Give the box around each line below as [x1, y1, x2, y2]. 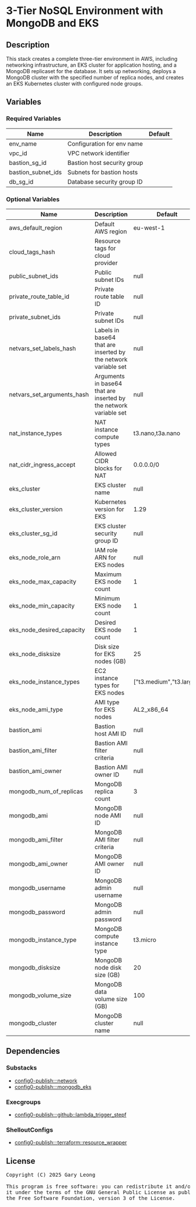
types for [94, 681, 120, 689]
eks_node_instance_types [9, 677, 80, 685]
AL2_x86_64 [133, 705, 169, 713]
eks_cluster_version [9, 505, 63, 513]
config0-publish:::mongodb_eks [14, 1083, 92, 1090]
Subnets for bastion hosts [67, 168, 138, 176]
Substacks [6, 1064, 37, 1072]
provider [94, 258, 118, 267]
